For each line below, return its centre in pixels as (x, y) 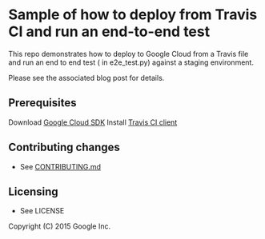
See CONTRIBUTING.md (60, 166)
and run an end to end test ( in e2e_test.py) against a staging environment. (131, 62)
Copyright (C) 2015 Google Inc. (60, 226)
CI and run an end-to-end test (109, 32)
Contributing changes (64, 147)
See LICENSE (42, 211)
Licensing (33, 191)
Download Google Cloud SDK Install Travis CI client (93, 122)
